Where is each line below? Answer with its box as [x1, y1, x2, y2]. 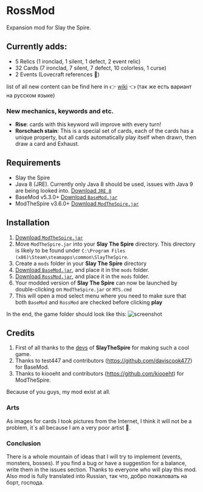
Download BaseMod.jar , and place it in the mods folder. [15, 266, 150, 273]
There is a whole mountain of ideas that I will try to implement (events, [6, 453, 182, 460]
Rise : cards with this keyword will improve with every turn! [15, 121, 162, 128]
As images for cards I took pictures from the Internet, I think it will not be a [6, 417, 192, 424]
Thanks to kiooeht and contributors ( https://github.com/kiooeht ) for [15, 370, 184, 377]
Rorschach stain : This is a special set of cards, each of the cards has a [15, 127, 194, 135]
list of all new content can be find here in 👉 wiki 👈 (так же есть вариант [6, 83, 192, 90]
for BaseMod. [15, 363, 50, 371]
